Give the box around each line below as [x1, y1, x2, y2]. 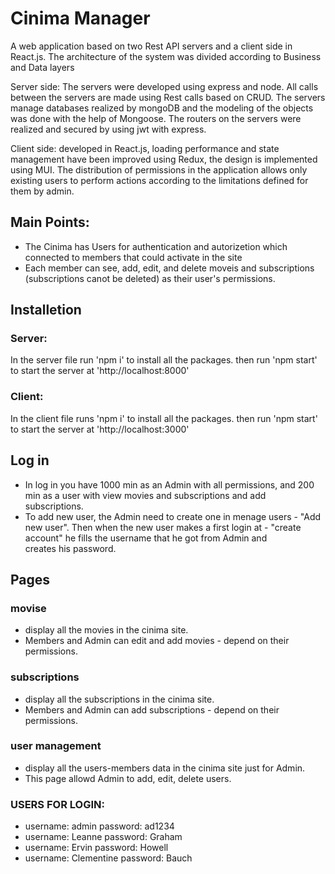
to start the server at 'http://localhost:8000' [10, 365, 190, 377]
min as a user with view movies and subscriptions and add [24, 489, 267, 501]
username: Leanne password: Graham [24, 831, 183, 843]
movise [10, 601, 47, 615]
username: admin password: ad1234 [24, 820, 175, 832]
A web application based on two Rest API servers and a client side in [10, 40, 293, 52]
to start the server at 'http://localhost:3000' [10, 423, 190, 435]
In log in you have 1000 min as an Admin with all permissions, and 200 [24, 478, 315, 491]
